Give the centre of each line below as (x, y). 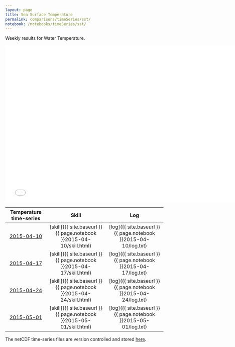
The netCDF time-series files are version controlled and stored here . (76, 339)
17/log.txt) (134, 273)
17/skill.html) (76, 273)
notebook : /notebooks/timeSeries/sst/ (46, 24)
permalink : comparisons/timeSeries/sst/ (48, 19)
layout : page (19, 10)
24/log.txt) (134, 300)
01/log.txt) (134, 327)
